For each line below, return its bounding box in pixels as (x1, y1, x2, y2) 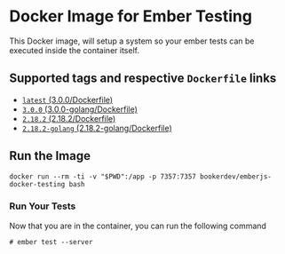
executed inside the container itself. (9, 44, 140, 55)
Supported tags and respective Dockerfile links (9, 71, 277, 86)
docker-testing (9, 179, 66, 188)
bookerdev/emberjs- (199, 171, 273, 181)
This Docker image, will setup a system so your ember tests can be (9, 36, 255, 46)
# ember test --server (9, 237, 93, 246)
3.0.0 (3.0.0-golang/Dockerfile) (21, 104, 138, 115)
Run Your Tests (9, 200, 76, 212)
